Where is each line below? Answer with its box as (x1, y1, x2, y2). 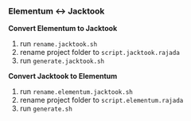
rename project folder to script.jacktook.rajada (19, 48, 181, 57)
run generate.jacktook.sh (19, 56, 105, 65)
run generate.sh (19, 103, 73, 113)
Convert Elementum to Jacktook (8, 24, 118, 33)
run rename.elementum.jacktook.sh (19, 87, 134, 96)
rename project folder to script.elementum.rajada (19, 96, 184, 105)
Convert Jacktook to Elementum (8, 72, 118, 81)
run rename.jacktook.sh (19, 39, 98, 49)
